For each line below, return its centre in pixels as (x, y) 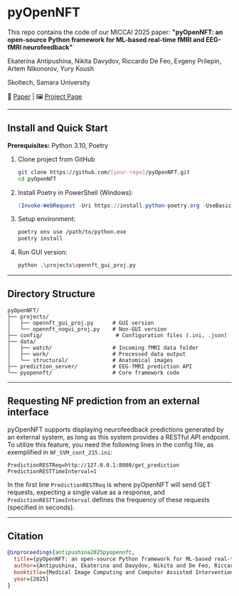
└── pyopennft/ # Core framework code (94, 373)
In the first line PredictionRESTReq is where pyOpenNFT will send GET (109, 484)
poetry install (40, 239)
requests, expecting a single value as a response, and (86, 492)
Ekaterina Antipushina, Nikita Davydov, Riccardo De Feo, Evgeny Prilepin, (115, 60)
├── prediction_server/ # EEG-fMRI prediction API (100, 366)
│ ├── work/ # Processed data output (97, 354)
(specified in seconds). (41, 507)
